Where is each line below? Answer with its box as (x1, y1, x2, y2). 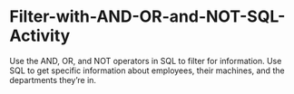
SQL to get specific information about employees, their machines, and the (9, 65, 285, 76)
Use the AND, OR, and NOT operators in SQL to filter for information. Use (9, 55, 282, 66)
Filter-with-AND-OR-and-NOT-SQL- (9, 6, 286, 27)
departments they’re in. (9, 74, 97, 85)
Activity (9, 25, 71, 46)
